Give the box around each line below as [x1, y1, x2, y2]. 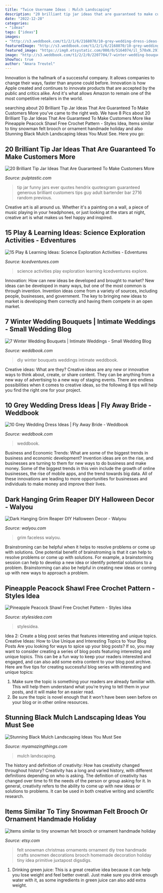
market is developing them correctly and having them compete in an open [5, 298, 153, 304]
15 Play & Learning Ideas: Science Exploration [5, 228, 146, 237]
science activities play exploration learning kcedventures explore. [16, 268, 148, 274]
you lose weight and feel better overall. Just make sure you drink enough [12, 872, 158, 877]
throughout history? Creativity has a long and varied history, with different [5, 767, 153, 773]
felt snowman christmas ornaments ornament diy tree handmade [16, 847, 147, 853]
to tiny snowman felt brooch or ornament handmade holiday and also [5, 126, 143, 132]
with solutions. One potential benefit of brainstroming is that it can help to [5, 549, 152, 555]
